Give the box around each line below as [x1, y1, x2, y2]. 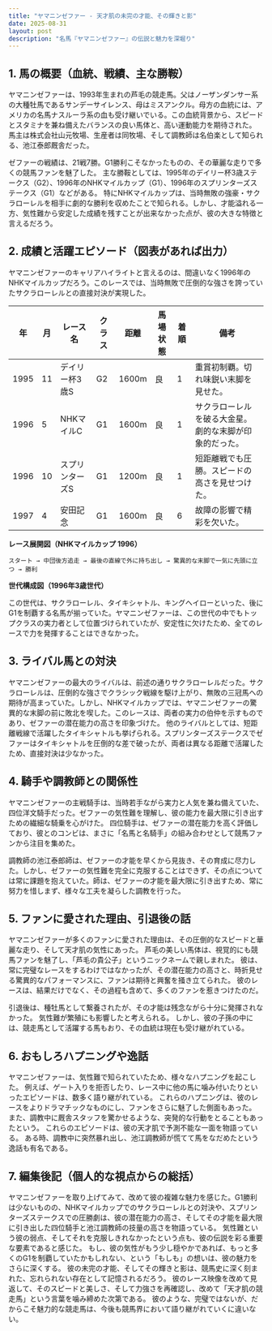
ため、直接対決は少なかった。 [8, 748, 108, 758]
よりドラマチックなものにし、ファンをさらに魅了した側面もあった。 [29, 1103, 257, 1113]
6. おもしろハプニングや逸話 [8, 1049, 149, 1063]
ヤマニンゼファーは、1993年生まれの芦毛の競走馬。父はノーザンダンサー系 [8, 90, 259, 100]
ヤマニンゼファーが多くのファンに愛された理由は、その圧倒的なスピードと [8, 935, 257, 945]
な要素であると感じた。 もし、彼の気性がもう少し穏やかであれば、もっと [8, 1243, 252, 1252]
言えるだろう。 [8, 218, 57, 228]
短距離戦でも [194, 452, 244, 463]
